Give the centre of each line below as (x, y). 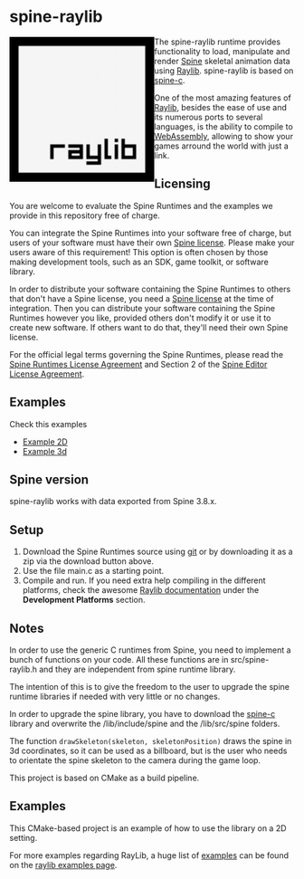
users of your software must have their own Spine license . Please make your (152, 243)
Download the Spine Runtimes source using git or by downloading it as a (157, 552)
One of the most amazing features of (223, 98)
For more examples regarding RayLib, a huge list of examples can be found (149, 855)
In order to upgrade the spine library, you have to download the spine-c (142, 714)
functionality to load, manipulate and (222, 51)
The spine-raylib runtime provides (218, 42)
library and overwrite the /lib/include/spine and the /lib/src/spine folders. (145, 723)
